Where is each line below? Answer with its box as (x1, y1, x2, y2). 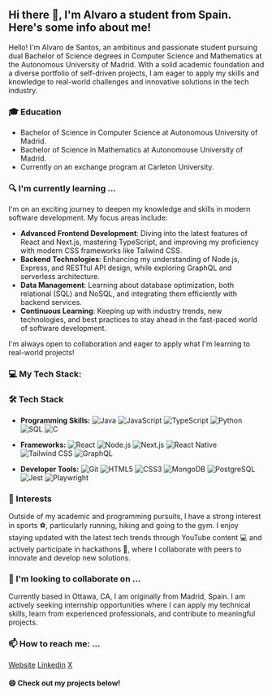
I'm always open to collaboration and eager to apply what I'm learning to (8, 339, 250, 349)
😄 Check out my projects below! (8, 678, 121, 688)
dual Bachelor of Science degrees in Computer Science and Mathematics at (8, 50, 262, 61)
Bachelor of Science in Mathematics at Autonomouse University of (19, 145, 244, 155)
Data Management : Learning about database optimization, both (19, 281, 235, 290)
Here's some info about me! (8, 21, 152, 35)
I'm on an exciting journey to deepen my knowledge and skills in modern (8, 204, 251, 214)
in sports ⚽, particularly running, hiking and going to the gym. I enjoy (8, 520, 240, 530)
